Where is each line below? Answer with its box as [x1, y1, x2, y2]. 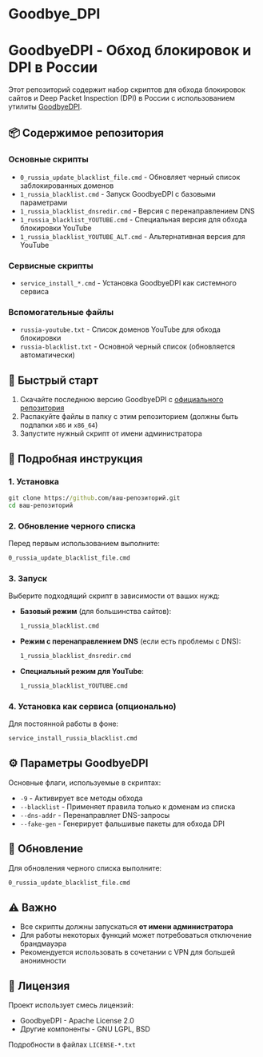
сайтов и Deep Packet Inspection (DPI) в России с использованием [8, 94, 236, 103]
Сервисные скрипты [8, 260, 94, 271]
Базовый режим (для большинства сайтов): [19, 607, 172, 616]
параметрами [19, 197, 68, 207]
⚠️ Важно [8, 900, 58, 914]
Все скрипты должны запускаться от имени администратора [19, 922, 233, 931]
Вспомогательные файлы [8, 307, 114, 318]
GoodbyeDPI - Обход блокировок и [8, 42, 252, 60]
